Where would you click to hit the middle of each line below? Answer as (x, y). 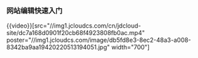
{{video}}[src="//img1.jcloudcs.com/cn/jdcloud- (74, 26)
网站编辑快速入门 (34, 10)
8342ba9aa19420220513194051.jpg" (58, 47)
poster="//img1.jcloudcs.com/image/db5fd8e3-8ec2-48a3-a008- (99, 40)
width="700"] (130, 47)
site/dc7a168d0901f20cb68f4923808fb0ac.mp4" (75, 33)
